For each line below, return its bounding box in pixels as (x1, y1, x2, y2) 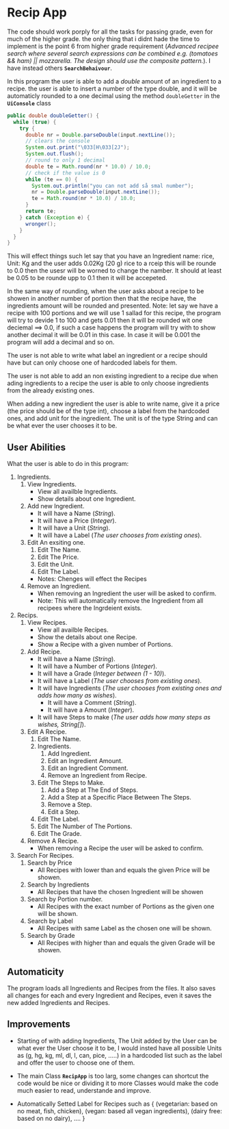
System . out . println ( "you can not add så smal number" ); (31, 182, 194, 189)
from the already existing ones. (7, 386, 94, 395)
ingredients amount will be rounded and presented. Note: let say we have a (7, 301, 219, 310)
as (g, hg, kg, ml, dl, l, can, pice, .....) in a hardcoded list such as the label (16, 1051, 222, 1059)
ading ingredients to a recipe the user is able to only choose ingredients (7, 379, 209, 388)
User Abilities (7, 441, 66, 453)
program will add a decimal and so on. (7, 338, 115, 347)
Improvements (7, 1019, 70, 1030)
